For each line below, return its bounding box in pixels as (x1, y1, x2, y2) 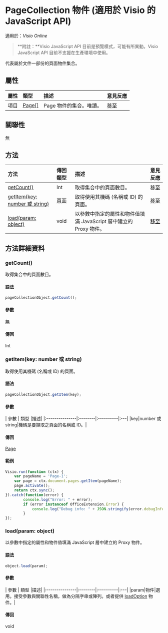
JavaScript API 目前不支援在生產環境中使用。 (17, 50, 111, 56)
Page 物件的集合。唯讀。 (43, 102, 102, 109)
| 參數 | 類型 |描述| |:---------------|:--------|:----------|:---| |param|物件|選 (5, 586, 160, 593)
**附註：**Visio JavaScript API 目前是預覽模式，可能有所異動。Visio (17, 43, 158, 49)
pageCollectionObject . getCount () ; (5, 295, 77, 300)
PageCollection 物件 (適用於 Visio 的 (5, 5, 156, 16)
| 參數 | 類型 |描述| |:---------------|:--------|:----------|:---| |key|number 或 (5, 416, 161, 422)
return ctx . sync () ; (14, 488, 55, 493)
